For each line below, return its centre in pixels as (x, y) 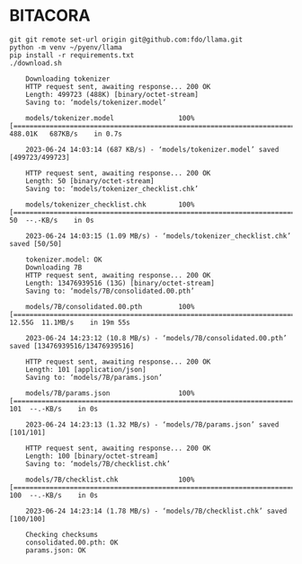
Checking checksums (62, 534)
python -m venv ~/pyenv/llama (66, 47)
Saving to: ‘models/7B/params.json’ (94, 377)
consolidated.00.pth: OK (72, 542)
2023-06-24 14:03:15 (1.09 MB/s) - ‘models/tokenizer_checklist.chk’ (159, 236)
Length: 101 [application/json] (86, 369)
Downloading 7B (54, 267)
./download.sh (36, 63)
